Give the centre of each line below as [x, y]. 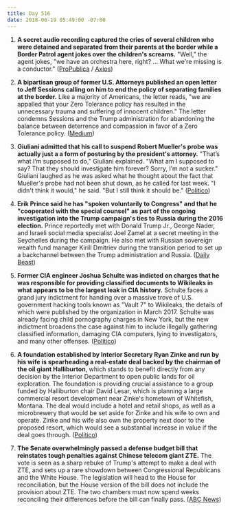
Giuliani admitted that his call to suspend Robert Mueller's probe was [117, 146]
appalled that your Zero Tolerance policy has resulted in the [101, 104]
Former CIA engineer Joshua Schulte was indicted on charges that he [118, 275]
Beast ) [26, 262]
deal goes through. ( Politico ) [57, 434]
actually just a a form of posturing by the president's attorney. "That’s [118, 154]
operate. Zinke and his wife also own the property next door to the [111, 420]
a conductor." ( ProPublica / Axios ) [65, 69]
